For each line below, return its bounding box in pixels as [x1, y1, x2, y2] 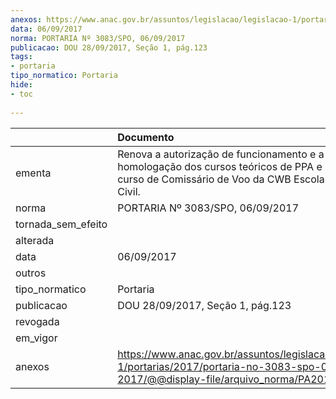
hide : [10, 80, 33, 90]
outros [15, 266, 47, 280]
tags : [10, 52, 33, 62]
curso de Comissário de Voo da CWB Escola [117, 172, 325, 186]
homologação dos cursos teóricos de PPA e [117, 159, 323, 173]
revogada [15, 314, 60, 328]
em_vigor [15, 331, 58, 345]
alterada [15, 233, 55, 247]
